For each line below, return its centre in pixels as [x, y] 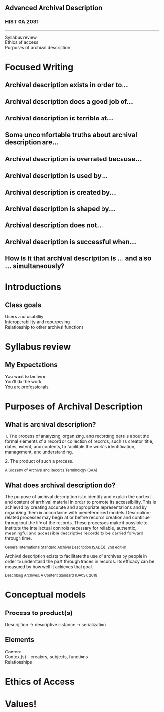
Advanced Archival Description [54, 8]
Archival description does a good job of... [69, 102]
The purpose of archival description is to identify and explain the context [78, 496]
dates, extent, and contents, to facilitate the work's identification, [70, 447]
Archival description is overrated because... [73, 159]
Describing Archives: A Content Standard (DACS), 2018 [51, 575]
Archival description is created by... [61, 192]
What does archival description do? [60, 485]
